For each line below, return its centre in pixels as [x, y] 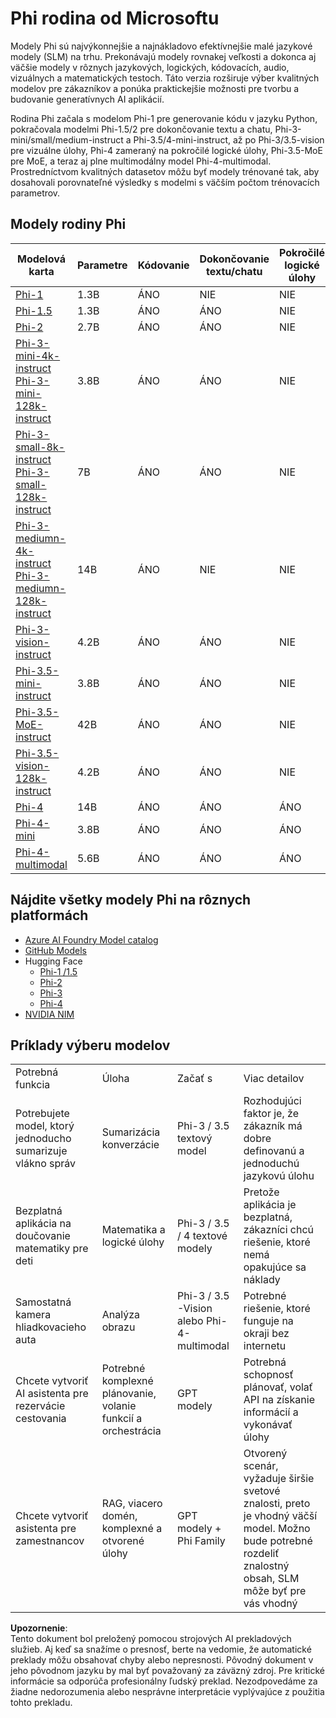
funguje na [268, 1321]
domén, [119, 1516]
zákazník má [273, 1126]
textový [195, 1139]
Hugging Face [53, 961]
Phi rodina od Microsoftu [115, 18]
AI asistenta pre [52, 1394]
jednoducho [43, 1139]
